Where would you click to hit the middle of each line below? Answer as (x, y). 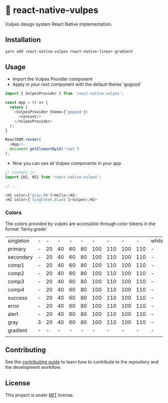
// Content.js (20, 172)
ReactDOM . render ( (23, 140)
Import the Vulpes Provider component (52, 79)
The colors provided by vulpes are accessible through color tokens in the (80, 224)
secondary (20, 257)
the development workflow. (33, 367)
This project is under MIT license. (39, 395)
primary (17, 249)
